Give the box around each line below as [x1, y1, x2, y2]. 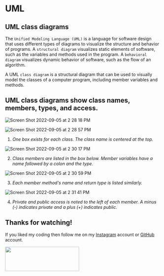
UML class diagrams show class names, [5, 96, 131, 105]
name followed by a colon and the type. [12, 160, 94, 166]
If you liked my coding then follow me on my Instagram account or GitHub [5, 232, 155, 237]
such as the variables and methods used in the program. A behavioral [5, 51, 147, 57]
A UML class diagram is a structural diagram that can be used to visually [5, 72, 153, 77]
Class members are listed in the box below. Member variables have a [12, 155, 153, 161]
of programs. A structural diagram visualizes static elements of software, [5, 46, 156, 52]
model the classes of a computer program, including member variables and [5, 77, 158, 82]
